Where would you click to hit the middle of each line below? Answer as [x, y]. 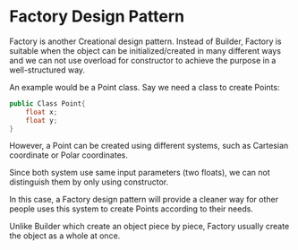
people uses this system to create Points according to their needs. [131, 209]
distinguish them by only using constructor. [89, 182]
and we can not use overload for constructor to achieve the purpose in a [143, 60]
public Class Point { [48, 103]
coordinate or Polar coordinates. [68, 155]
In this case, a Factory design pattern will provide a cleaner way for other [144, 200]
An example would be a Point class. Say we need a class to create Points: [145, 87]
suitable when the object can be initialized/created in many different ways [145, 50]
